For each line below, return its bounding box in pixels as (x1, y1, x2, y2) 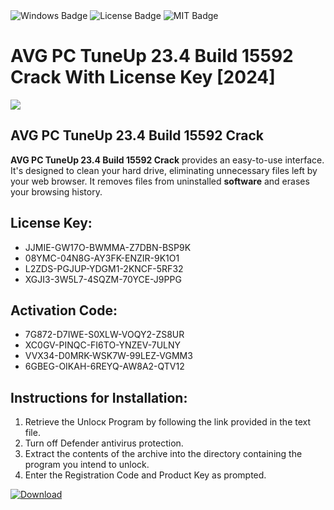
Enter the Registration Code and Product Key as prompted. (24, 469, 267, 481)
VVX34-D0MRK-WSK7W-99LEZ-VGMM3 (24, 350, 193, 362)
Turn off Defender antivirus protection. (24, 437, 184, 449)
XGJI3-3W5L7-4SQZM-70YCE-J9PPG (24, 273, 182, 285)
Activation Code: (10, 302, 118, 319)
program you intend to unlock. (24, 459, 150, 471)
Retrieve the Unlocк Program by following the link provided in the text (24, 416, 312, 428)
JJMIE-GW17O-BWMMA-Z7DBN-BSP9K (24, 241, 192, 253)
